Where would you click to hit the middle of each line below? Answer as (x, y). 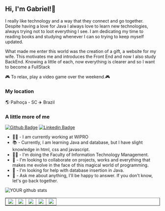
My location (20, 91)
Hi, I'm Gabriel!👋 (30, 9)
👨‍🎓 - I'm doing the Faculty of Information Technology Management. (80, 155)
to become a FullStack (28, 67)
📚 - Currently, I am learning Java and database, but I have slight (78, 142)
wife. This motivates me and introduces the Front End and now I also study (81, 56)
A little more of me (27, 117)
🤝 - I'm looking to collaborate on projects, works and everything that (81, 160)
